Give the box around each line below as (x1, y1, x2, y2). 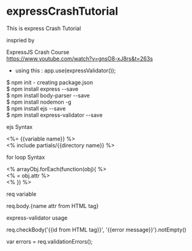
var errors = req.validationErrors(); (6, 237, 93, 245)
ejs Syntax (6, 123, 33, 130)
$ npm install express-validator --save (6, 111, 103, 118)
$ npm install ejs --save (6, 104, 66, 112)
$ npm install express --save (6, 85, 78, 93)
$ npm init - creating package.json (6, 79, 94, 86)
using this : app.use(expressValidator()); (15, 66, 116, 74)
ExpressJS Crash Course (6, 48, 70, 56)
